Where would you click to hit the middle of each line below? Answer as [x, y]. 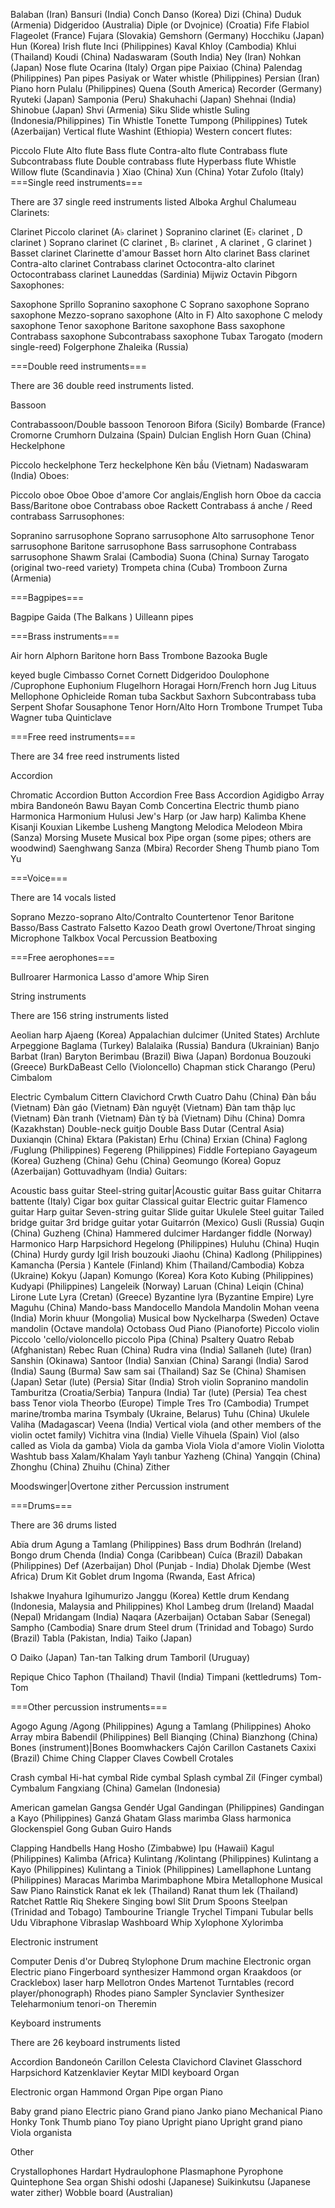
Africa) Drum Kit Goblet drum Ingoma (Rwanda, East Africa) [133, 1576]
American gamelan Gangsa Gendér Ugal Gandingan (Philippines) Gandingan [167, 1807]
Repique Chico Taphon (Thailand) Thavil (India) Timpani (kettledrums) [154, 1677]
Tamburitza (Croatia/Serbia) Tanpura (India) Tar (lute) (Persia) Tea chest [158, 1392]
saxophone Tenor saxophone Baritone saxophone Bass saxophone [148, 325]
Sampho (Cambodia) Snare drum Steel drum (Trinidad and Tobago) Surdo [162, 1627]
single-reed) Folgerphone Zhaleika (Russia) [99, 347]
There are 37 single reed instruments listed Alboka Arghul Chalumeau [153, 202]
